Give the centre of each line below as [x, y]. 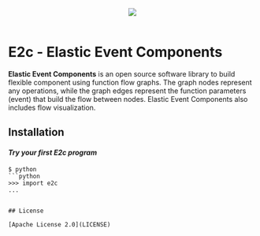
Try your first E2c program [52, 152]
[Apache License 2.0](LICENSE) [59, 224]
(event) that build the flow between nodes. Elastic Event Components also [128, 99]
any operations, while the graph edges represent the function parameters [127, 91]
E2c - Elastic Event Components [115, 52]
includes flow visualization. [52, 107]
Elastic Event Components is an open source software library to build [122, 73]
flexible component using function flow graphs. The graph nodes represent [130, 82]
